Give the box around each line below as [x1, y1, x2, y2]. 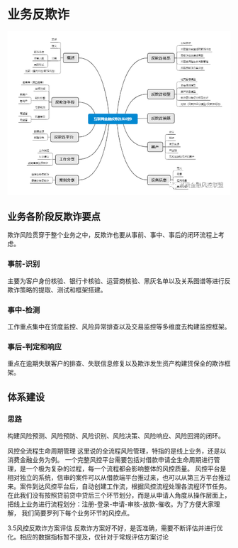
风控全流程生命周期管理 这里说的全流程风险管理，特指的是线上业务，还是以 [7, 446, 227, 455]
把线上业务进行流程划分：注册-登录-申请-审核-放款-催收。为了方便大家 [7, 500, 215, 508]
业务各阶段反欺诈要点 [7, 210, 101, 222]
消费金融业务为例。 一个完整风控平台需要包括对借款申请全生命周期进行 [7, 455, 214, 464]
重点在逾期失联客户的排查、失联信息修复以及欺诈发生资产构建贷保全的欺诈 [7, 359, 225, 368]
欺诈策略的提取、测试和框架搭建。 [7, 285, 107, 294]
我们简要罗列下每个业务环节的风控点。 [21, 508, 133, 517]
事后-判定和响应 [7, 341, 62, 351]
